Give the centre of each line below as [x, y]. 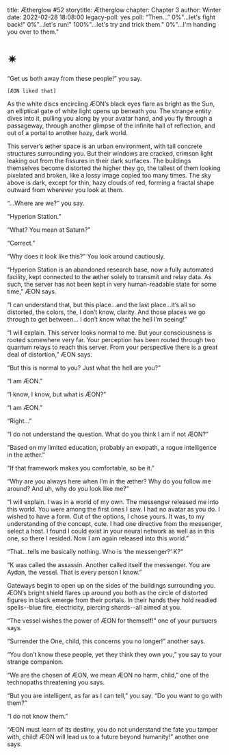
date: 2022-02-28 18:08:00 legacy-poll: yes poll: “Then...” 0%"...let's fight [111, 17]
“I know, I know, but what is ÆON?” [57, 394]
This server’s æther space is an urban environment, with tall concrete [105, 146]
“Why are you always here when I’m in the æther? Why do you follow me [109, 481]
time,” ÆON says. [32, 291]
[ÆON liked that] [32, 91]
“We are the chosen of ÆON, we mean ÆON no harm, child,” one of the [108, 675]
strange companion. [35, 662]
